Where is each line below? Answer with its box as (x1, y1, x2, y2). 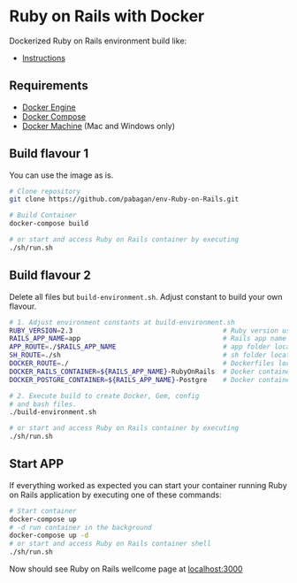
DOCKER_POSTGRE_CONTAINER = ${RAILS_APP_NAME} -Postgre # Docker (9, 375, 255, 384)
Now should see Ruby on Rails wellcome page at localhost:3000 (9, 564, 243, 574)
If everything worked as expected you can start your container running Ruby (9, 479, 287, 490)
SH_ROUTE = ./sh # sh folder (9, 351, 267, 360)
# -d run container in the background (9, 523, 152, 532)
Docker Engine (21, 102, 77, 112)
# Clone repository (9, 187, 81, 196)
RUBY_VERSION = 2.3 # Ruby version (9, 326, 278, 335)
